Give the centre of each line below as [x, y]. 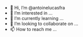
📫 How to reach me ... [33, 29]
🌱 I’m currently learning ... [37, 18]
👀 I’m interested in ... [31, 13]
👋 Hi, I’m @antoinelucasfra [37, 8]
